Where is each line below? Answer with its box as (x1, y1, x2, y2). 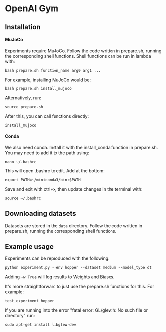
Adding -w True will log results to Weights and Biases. (5, 274, 115, 280)
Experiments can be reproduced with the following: (5, 255, 110, 261)
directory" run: (5, 312, 35, 318)
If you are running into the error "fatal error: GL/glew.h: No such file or (5, 307, 148, 313)
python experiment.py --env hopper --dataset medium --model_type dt (5, 265, 152, 270)
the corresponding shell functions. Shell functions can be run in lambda (5, 53, 151, 59)
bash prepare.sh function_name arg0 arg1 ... (5, 68, 101, 73)
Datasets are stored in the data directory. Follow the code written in (5, 222, 143, 229)
